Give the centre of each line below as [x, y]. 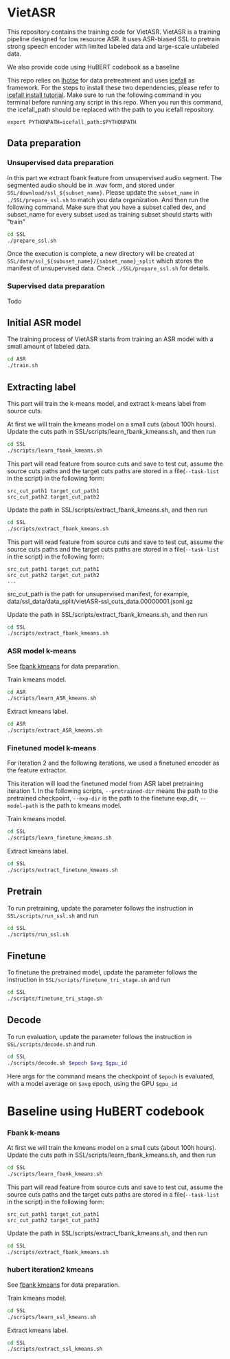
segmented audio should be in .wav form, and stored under [91, 185]
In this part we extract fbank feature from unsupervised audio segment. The [114, 177]
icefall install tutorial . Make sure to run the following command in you [104, 95]
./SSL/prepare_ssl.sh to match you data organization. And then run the [108, 199]
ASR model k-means [42, 651]
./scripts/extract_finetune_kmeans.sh [62, 870]
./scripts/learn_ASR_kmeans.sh [52, 698]
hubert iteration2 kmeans [50, 1270]
